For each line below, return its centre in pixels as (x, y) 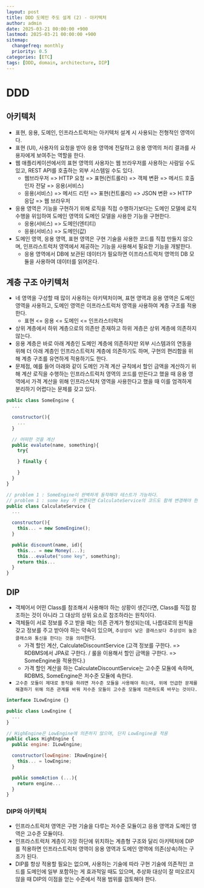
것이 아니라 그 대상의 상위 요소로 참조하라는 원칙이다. (94, 615)
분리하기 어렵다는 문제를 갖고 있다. (56, 389)
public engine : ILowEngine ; (47, 745)
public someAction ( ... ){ (45, 778)
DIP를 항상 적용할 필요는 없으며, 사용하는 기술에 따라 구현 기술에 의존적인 (101, 864)
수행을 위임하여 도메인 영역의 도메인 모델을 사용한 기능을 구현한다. (93, 215)
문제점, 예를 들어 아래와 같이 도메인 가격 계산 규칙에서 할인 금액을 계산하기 (102, 366)
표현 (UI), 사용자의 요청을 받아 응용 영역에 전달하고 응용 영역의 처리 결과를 (102, 147)
